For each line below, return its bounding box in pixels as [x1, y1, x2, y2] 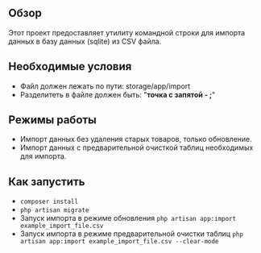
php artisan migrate [19, 206, 89, 214]
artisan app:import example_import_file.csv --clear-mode [19, 238, 219, 246]
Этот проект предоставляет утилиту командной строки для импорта [8, 27, 246, 37]
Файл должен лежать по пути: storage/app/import [19, 81, 191, 91]
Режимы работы [8, 113, 97, 127]
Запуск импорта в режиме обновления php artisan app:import [19, 214, 236, 223]
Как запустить [8, 175, 85, 189]
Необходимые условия [8, 60, 132, 73]
